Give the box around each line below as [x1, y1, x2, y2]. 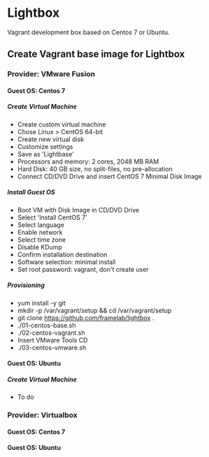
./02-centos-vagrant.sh [17, 328, 85, 337]
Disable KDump [17, 242, 63, 251]
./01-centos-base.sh [17, 321, 76, 329]
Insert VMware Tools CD [17, 335, 88, 344]
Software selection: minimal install [17, 257, 116, 266]
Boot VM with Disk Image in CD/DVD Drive [17, 205, 140, 214]
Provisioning [7, 281, 45, 289]
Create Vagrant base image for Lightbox [7, 48, 185, 60]
